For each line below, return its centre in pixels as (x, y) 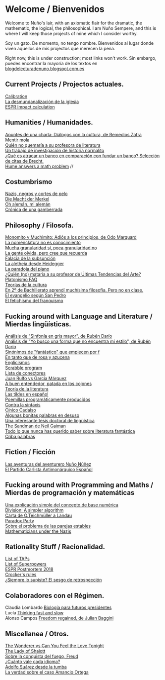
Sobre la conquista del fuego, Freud (42, 656)
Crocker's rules (21, 575)
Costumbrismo (29, 182)
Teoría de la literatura (27, 389)
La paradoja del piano (27, 269)
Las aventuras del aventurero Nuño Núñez (48, 464)
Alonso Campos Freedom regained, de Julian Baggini (59, 618)
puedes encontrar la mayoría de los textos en (51, 63)
